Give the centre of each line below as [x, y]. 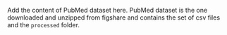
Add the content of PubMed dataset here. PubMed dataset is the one [108, 10]
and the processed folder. [43, 25]
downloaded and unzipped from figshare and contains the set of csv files [114, 17]
